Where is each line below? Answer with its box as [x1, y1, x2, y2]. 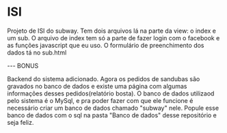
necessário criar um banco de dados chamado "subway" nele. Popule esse [7, 104, 219, 112]
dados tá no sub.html [7, 48, 67, 57]
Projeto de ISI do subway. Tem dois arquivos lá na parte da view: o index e [7, 27, 217, 35]
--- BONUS [7, 61, 39, 70]
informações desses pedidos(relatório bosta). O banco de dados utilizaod [7, 89, 215, 98]
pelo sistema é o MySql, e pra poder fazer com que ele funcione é [7, 96, 193, 104]
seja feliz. [7, 118, 34, 126]
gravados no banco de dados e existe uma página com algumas [7, 82, 187, 90]
